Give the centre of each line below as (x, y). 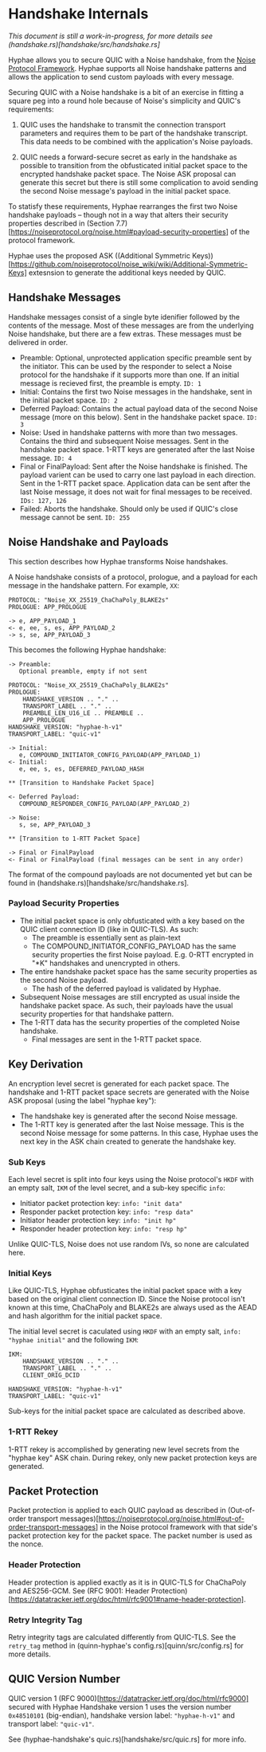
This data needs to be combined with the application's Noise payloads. (136, 141)
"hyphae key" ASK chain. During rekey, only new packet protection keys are (133, 1457)
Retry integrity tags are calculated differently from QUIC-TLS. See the (122, 1637)
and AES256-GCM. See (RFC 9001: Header (79, 1590)
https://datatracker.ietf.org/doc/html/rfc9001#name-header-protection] (127, 1599)
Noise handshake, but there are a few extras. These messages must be (125, 334)
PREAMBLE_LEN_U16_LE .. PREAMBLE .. (84, 713)
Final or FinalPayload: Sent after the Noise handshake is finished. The (134, 466)
